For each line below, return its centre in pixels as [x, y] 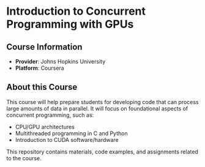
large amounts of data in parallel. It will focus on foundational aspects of [97, 108]
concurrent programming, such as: [50, 115]
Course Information [44, 47]
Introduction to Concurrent [76, 11]
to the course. [24, 158]
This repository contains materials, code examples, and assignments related [102, 152]
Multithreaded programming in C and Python [71, 133]
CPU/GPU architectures [45, 127]
